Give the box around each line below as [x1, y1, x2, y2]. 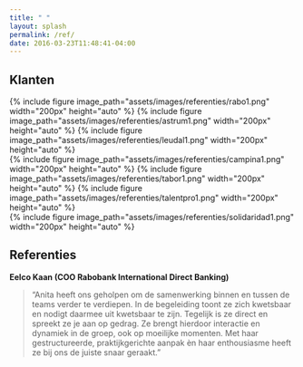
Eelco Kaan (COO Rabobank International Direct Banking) [9, 271, 230, 282]
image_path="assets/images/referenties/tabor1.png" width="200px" [9, 173, 266, 184]
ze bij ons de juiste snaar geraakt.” [31, 346, 161, 358]
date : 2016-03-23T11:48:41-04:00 [9, 38, 136, 48]
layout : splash [9, 22, 67, 31]
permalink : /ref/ [9, 30, 75, 39]
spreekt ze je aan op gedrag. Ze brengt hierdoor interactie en [31, 318, 260, 329]
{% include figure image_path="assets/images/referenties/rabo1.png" [9, 96, 270, 107]
